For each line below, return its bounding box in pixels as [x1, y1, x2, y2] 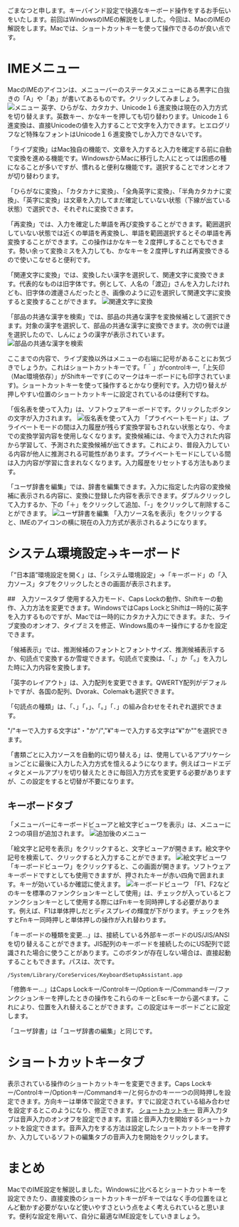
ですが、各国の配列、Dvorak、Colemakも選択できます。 [13, 686, 179, 696]
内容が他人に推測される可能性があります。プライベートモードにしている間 [13, 449, 231, 458]
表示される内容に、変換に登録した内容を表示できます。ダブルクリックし [19, 491, 231, 500]
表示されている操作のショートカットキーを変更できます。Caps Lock [7, 1079, 206, 1087]
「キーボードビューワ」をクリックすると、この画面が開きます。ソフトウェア [7, 862, 231, 870]
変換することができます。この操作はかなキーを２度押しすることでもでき [7, 237, 218, 246]
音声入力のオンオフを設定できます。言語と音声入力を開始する [19, 1114, 201, 1123]
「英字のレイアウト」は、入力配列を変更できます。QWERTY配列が [7, 678, 203, 686]
